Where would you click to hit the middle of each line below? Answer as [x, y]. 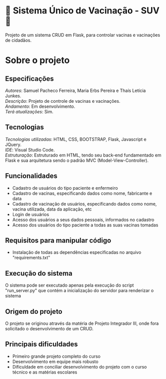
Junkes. [13, 96]
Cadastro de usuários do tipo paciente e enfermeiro [65, 188]
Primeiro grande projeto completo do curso [56, 356]
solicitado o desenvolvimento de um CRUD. [49, 329]
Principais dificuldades [42, 344]
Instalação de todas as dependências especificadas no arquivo [77, 252]
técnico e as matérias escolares [45, 372]
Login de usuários [31, 214]
